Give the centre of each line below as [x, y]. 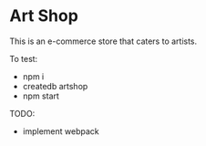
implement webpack [61, 131]
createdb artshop [55, 86]
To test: [24, 58]
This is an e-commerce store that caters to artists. [103, 41]
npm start [41, 96]
